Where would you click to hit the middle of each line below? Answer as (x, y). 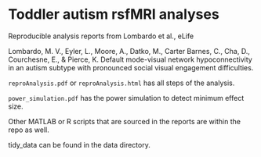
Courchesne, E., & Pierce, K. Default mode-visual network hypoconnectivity (130, 59)
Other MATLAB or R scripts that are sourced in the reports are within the (125, 121)
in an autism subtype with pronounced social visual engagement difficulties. (131, 67)
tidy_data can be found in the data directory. (79, 145)
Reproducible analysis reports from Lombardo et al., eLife (101, 36)
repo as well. (29, 130)
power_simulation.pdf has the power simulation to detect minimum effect (126, 98)
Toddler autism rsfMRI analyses (114, 14)
